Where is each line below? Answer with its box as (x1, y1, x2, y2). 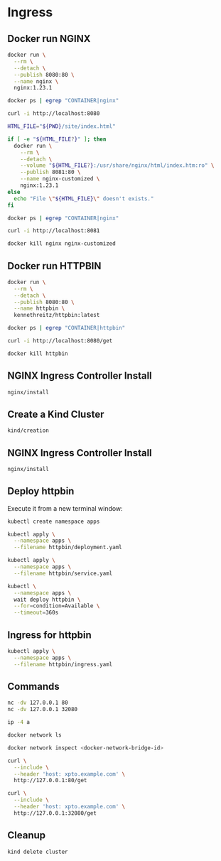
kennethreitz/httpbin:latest (14, 312, 100, 319)
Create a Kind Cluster (7, 408, 104, 420)
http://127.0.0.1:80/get (14, 777, 87, 784)
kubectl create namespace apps (7, 518, 100, 525)
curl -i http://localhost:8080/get (7, 337, 113, 345)
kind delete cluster (7, 848, 69, 855)
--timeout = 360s (14, 609, 59, 617)
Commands (7, 681, 60, 693)
